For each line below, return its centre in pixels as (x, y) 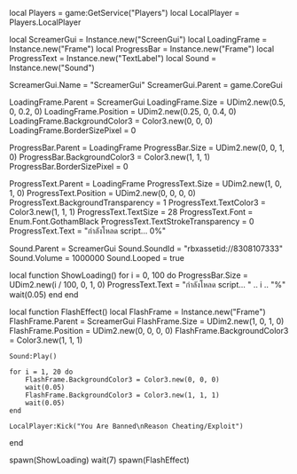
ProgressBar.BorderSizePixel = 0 (69, 166)
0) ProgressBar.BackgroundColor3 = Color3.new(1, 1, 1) (110, 157)
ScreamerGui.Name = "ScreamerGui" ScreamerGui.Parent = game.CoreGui (146, 85)
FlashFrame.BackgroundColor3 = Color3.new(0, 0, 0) (122, 380)
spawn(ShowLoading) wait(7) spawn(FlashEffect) (99, 460)
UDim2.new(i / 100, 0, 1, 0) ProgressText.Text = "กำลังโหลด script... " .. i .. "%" (148, 284)
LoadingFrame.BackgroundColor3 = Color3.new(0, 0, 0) (111, 121)
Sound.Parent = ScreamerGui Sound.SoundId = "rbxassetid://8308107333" (146, 249)
